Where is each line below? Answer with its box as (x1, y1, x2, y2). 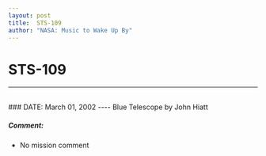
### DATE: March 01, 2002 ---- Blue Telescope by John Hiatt (8, 102, 208, 112)
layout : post (8, 11, 51, 20)
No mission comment (19, 140, 89, 150)
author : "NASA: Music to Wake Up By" (8, 26, 133, 34)
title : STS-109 (8, 19, 62, 27)
